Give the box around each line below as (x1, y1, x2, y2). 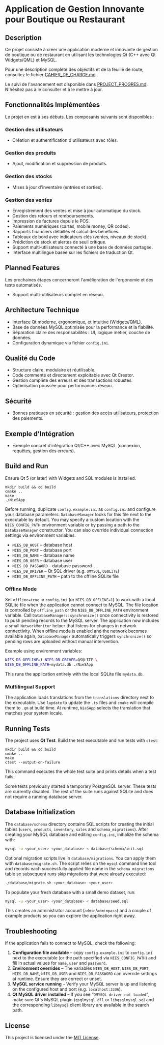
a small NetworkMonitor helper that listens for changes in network (5, 623, 137, 629)
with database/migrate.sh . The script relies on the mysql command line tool (5, 860, 157, 866)
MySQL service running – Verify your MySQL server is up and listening (12, 981, 157, 987)
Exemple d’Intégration (5, 430, 75, 438)
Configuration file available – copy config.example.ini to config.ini (12, 950, 153, 955)
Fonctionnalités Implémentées (5, 101, 100, 109)
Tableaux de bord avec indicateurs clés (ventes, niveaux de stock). (12, 234, 148, 240)
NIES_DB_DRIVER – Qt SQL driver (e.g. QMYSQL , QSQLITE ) (12, 568, 119, 574)
